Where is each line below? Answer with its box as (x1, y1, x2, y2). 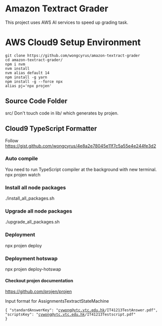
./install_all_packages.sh (5, 195, 55, 201)
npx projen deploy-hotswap (5, 266, 61, 272)
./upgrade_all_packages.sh (5, 219, 60, 225)
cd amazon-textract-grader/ (5, 57, 63, 62)
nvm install (5, 66, 30, 71)
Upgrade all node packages (5, 208, 73, 215)
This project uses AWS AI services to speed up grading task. (5, 19, 128, 25)
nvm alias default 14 (5, 70, 50, 75)
